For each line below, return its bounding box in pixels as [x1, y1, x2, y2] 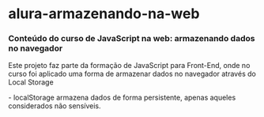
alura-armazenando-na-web [8, 5, 200, 23]
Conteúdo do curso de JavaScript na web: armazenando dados [8, 33, 255, 44]
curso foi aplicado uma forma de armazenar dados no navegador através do [8, 69, 257, 79]
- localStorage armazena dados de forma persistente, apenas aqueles [8, 92, 236, 103]
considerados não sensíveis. [8, 101, 101, 111]
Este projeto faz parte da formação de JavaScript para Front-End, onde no [8, 61, 251, 70]
